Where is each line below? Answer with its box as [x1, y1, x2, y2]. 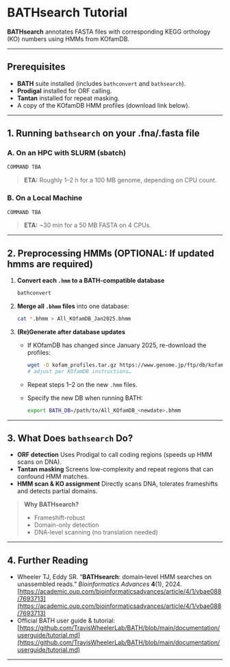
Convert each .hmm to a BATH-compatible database [16, 277, 165, 285]
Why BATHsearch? [23, 500, 79, 508]
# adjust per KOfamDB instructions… [27, 368, 132, 375]
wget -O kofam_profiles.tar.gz [27, 362, 117, 368]
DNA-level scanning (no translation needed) [34, 528, 159, 537]
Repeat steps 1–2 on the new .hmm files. [27, 380, 138, 388]
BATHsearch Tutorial [7, 5, 128, 21]
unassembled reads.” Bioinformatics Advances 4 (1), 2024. [16, 580, 182, 588]
